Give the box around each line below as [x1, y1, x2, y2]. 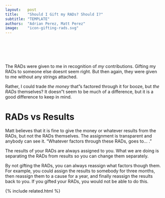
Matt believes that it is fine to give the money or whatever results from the [5, 128, 157, 134]
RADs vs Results [5, 111, 75, 123]
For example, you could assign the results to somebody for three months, [5, 168, 155, 174]
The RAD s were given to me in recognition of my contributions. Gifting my [5, 63, 156, 69]
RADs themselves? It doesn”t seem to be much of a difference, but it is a [5, 89, 154, 95]
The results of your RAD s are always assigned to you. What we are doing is [5, 148, 159, 153]
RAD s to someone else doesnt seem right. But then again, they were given [5, 69, 158, 75]
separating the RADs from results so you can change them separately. [5, 153, 149, 159]
